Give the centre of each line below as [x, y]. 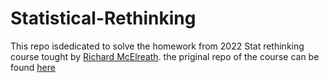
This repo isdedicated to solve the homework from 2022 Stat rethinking [157, 46]
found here [33, 67]
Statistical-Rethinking [103, 18]
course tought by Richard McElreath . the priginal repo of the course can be [165, 56]
